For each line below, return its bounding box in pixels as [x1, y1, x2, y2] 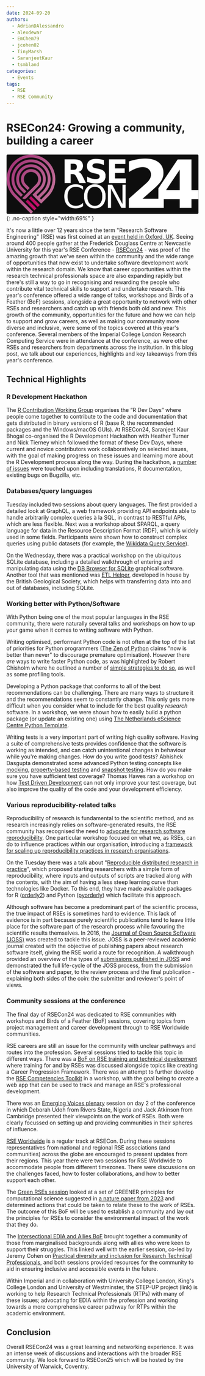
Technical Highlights [6, 374, 87, 385]
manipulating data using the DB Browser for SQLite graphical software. [6, 564, 184, 572]
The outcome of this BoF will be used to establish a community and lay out [6, 1208, 194, 1215]
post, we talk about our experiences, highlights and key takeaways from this [6, 350, 198, 357]
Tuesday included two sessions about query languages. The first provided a [6, 501, 198, 508]
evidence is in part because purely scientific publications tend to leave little [6, 916, 196, 924]
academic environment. [6, 1309, 66, 1317]
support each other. [6, 1176, 56, 1184]
